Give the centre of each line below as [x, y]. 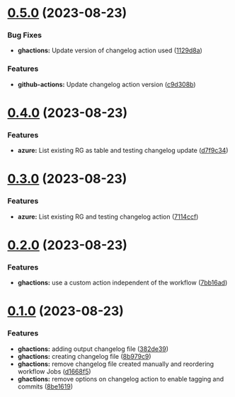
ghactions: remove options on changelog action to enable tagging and [121, 379]
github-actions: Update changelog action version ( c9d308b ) [107, 84]
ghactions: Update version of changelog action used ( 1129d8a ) [110, 50]
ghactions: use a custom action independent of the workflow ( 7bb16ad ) [122, 283]
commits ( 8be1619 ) [45, 386]
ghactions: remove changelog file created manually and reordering [116, 364]
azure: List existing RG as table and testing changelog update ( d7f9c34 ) [123, 151]
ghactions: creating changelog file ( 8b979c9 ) [84, 356]
